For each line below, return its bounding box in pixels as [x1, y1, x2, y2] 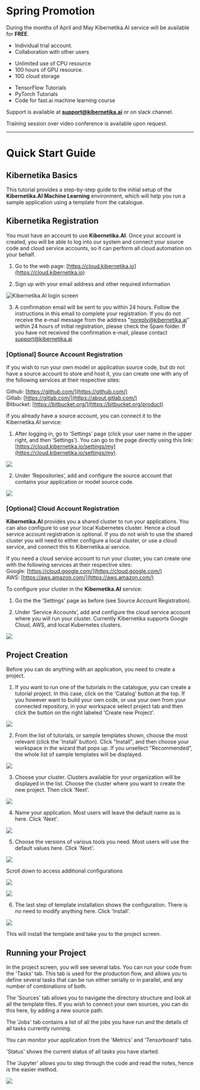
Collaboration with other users [14, 48, 89, 55]
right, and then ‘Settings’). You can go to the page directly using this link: [14, 437, 193, 444]
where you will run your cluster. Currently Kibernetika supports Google [14, 615, 189, 622]
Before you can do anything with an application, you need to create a [6, 666, 176, 673]
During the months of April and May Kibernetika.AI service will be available [6, 24, 189, 31]
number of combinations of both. [6, 982, 87, 990]
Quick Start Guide [6, 146, 96, 160]
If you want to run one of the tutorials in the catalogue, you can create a [14, 684, 191, 691]
